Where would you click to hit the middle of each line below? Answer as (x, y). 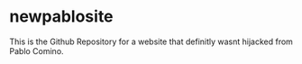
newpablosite (62, 17)
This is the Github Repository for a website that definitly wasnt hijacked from (151, 41)
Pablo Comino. (37, 50)
